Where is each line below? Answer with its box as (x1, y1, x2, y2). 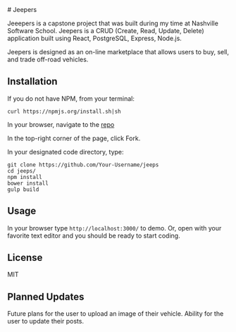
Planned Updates (7, 290, 85, 302)
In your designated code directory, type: (7, 147, 125, 156)
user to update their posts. (7, 317, 85, 326)
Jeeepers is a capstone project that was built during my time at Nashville (7, 19, 218, 27)
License (7, 252, 43, 264)
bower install (7, 180, 49, 187)
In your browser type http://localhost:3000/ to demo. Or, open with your (7, 223, 222, 232)
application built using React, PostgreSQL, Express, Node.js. (7, 34, 182, 42)
